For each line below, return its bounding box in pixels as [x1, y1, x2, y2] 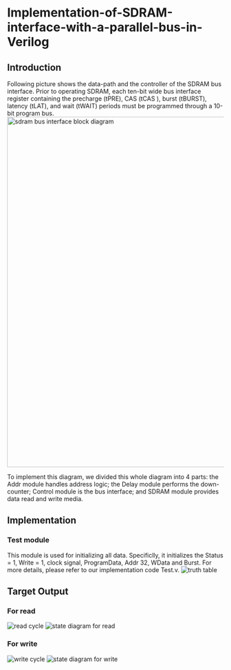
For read [7, 607, 36, 616]
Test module [7, 536, 50, 545]
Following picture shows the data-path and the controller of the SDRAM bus [7, 80, 222, 88]
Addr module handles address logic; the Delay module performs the [7, 480, 199, 488]
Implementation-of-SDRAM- [7, 5, 173, 21]
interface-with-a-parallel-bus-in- [7, 19, 203, 35]
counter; [7, 487, 32, 496]
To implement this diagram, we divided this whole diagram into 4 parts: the [7, 473, 219, 480]
